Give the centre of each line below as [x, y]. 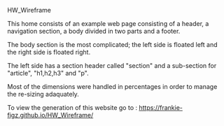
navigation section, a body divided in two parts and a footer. [94, 31]
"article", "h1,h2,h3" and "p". [48, 73]
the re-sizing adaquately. [43, 94]
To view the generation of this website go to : [72, 107]
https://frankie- [161, 107]
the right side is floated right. [49, 52]
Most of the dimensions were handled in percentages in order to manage [112, 86]
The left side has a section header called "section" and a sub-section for [112, 65]
